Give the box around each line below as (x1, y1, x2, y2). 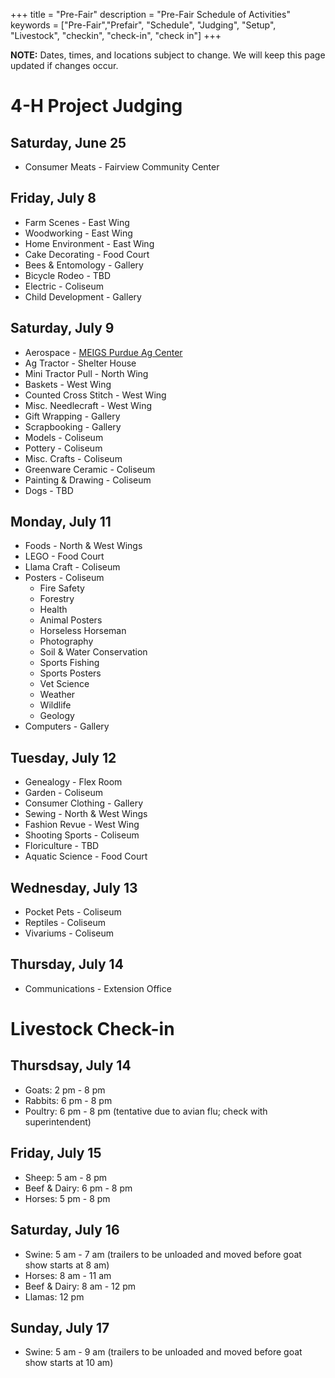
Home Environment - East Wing (24, 237, 155, 249)
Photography (39, 635, 94, 648)
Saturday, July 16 (10, 1222, 120, 1239)
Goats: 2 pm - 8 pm (24, 1084, 106, 1096)
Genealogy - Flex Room (24, 776, 123, 788)
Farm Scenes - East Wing (24, 216, 130, 228)
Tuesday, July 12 (10, 749, 117, 766)
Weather (39, 689, 76, 701)
